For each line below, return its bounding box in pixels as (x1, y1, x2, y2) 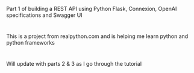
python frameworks (6, 39, 55, 46)
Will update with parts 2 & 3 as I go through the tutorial (6, 60, 142, 68)
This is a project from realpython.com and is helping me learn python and (6, 33, 189, 40)
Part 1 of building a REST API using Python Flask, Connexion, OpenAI (6, 5, 177, 12)
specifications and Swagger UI (6, 11, 83, 19)
